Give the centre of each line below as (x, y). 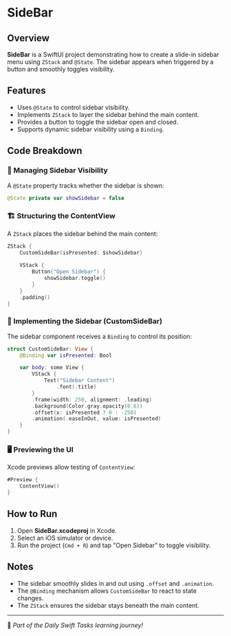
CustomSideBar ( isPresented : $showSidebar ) (81, 252)
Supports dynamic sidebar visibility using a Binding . (90, 129)
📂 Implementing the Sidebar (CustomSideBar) (85, 321)
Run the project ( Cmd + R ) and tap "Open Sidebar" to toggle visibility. (114, 545)
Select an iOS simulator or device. (65, 538)
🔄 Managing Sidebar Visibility (57, 171)
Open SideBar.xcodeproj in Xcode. (67, 530)
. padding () (35, 297)
